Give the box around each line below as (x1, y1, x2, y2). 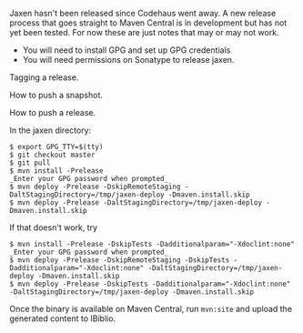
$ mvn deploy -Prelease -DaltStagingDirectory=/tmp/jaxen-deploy (9, 198, 262, 207)
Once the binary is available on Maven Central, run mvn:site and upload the (9, 304, 293, 314)
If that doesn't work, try (9, 222, 98, 233)
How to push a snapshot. (9, 90, 103, 100)
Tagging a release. (9, 72, 79, 83)
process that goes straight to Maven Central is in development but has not (9, 17, 288, 28)
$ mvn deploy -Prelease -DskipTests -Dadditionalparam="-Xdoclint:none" (9, 279, 291, 288)
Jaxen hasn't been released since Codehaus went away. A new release (9, 8, 277, 18)
